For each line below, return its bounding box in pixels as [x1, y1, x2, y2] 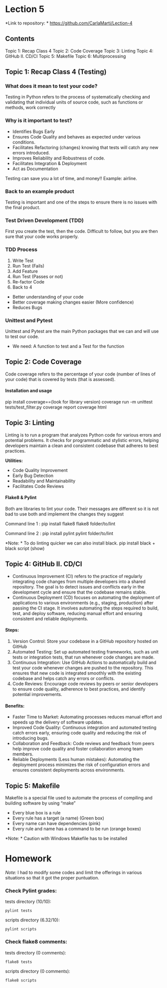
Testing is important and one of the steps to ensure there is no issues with [5, 199, 158, 205]
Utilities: [5, 457, 23, 463]
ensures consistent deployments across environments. [12, 767, 125, 773]
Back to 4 [12, 284, 32, 290]
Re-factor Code [12, 278, 45, 284]
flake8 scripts [5, 977, 37, 983]
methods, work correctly [5, 104, 56, 110]
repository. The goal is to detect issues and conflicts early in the [12, 583, 145, 589]
